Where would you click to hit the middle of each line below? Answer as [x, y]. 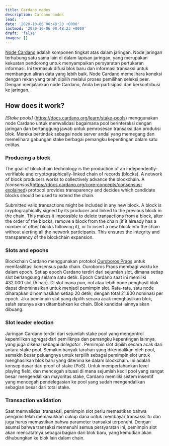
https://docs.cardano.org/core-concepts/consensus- [88, 184]
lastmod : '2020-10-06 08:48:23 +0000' [46, 29]
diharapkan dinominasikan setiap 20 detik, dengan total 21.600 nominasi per [84, 293]
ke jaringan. [17, 90]
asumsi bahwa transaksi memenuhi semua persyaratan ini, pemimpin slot [81, 427]
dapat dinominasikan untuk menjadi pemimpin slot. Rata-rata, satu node [80, 288]
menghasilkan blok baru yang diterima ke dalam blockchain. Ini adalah [78, 360]
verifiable [15, 174]
